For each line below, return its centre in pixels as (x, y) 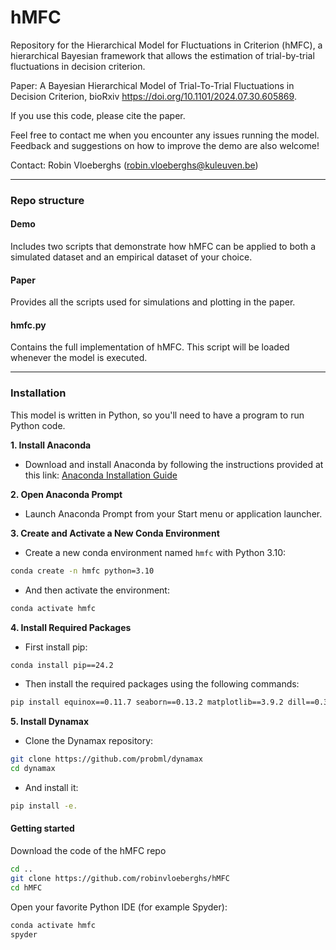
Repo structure (47, 200)
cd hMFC (26, 887)
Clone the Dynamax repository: (89, 741)
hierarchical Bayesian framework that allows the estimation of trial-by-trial (162, 55)
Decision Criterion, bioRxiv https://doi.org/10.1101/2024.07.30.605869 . (153, 96)
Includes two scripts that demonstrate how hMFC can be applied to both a (163, 247)
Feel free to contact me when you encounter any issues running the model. (165, 135)
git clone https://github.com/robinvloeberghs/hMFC (120, 878)
